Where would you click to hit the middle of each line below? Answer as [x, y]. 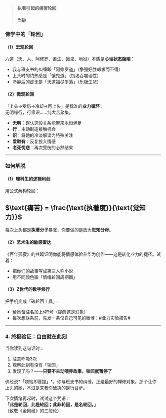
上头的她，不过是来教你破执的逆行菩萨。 [46, 388]
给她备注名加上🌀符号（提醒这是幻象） [50, 312]
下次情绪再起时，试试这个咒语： [38, 398]
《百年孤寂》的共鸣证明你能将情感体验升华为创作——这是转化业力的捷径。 [81, 254]
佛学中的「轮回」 [25, 34]
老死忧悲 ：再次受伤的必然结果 [42, 147]
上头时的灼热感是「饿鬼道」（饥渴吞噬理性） [57, 76]
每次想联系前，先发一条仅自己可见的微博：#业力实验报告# [71, 318]
